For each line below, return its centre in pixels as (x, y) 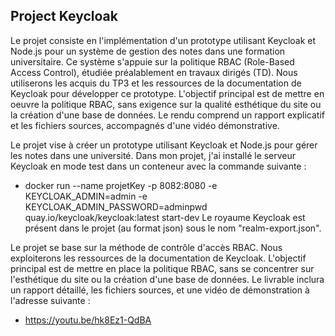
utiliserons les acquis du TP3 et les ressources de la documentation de (156, 83)
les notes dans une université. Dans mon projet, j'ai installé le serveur (153, 155)
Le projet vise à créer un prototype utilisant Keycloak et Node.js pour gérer (164, 145)
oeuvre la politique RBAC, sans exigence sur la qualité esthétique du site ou (166, 104)
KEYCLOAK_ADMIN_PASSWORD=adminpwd (116, 206)
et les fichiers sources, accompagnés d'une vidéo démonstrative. (145, 125)
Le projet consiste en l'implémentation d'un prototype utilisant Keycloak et (163, 40)
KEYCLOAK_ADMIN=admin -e (86, 196)
